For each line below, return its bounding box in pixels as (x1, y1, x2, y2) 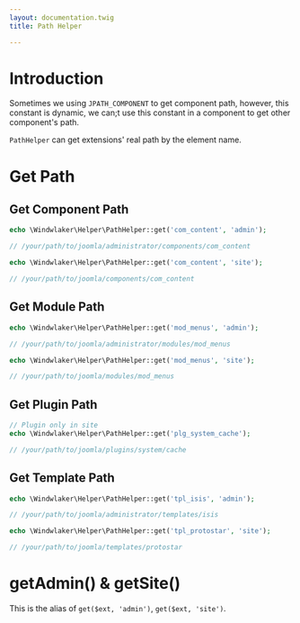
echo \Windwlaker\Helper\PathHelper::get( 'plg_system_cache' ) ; (9, 429, 251, 438)
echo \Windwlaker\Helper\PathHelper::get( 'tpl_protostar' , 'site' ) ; (9, 527, 271, 536)
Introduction (9, 68, 104, 88)
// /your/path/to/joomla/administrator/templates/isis (9, 510, 219, 519)
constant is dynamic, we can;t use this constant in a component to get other (9, 107, 291, 118)
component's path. (9, 117, 79, 128)
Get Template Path (9, 470, 115, 486)
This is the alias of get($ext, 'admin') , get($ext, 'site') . (9, 602, 226, 613)
